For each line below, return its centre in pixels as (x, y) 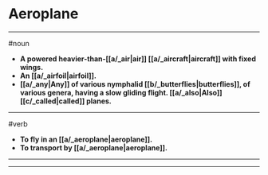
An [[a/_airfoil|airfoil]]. (58, 76)
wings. (32, 67)
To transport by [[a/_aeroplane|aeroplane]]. (93, 147)
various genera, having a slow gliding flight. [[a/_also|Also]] (121, 92)
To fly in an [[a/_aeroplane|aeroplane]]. (86, 139)
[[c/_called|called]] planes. (65, 101)
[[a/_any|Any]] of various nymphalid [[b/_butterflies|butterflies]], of (135, 84)
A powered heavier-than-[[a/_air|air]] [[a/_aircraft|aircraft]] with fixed (138, 58)
